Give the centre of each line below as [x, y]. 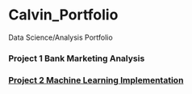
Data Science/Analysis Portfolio [61, 37]
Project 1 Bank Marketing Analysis [77, 58]
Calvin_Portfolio [63, 15]
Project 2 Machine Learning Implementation [96, 80]
